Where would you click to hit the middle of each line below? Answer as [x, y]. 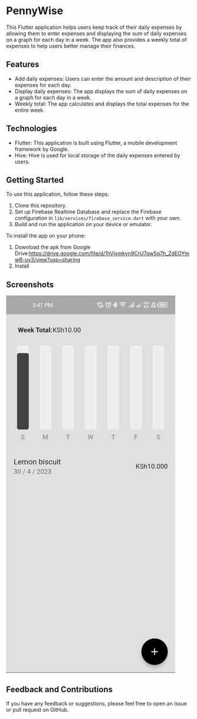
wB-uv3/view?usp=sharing [47, 260]
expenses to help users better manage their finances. [71, 46]
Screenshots [30, 284]
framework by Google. [42, 149]
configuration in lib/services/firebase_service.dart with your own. [98, 218]
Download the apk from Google [53, 247]
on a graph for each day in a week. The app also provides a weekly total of [96, 39]
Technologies [32, 129]
